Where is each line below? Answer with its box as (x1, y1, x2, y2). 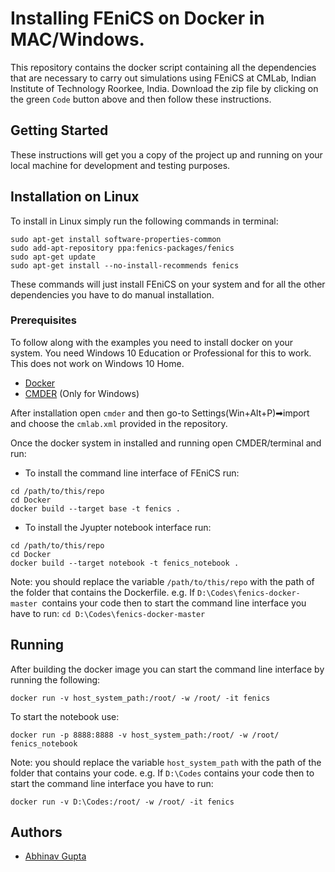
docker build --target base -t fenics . (10, 503, 182, 514)
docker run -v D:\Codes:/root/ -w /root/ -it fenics (10, 797, 235, 807)
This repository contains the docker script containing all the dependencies (10, 61, 317, 73)
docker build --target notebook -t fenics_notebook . (10, 558, 240, 568)
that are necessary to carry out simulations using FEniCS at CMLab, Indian (10, 72, 317, 84)
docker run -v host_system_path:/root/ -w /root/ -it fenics (10, 693, 271, 703)
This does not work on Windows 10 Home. (10, 357, 185, 369)
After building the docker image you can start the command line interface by (10, 663, 325, 675)
